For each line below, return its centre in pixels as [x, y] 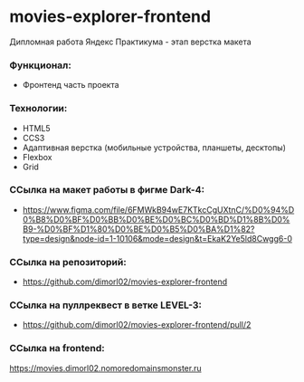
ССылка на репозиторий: [68, 262]
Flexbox [37, 157]
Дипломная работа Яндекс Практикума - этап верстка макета [130, 42]
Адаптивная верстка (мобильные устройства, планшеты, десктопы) [154, 148]
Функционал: [41, 65]
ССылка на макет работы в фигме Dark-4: [107, 190]
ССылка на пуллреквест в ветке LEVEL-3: [105, 305]
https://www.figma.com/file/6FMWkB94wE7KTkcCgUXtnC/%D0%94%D [158, 209]
